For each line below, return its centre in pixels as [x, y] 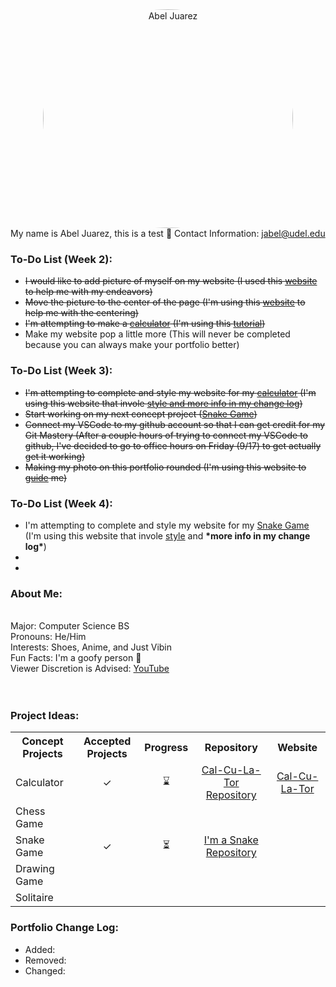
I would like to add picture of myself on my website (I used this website [171, 281]
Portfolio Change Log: [64, 928]
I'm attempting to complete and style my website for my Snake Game [167, 525]
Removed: [45, 960]
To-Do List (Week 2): [61, 259]
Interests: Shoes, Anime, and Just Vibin [91, 647]
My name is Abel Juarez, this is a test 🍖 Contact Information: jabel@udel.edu [168, 233]
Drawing [35, 869]
